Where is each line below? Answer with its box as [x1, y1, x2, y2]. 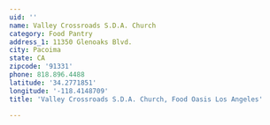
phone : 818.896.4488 [9, 70, 86, 79]
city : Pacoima [9, 46, 62, 55]
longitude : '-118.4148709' [9, 86, 109, 95]
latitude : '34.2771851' [9, 78, 97, 87]
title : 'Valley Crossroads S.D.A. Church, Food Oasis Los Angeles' [9, 94, 264, 104]
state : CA [9, 54, 46, 62]
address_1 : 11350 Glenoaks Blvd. [9, 37, 133, 47]
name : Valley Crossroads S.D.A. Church [9, 21, 157, 30]
